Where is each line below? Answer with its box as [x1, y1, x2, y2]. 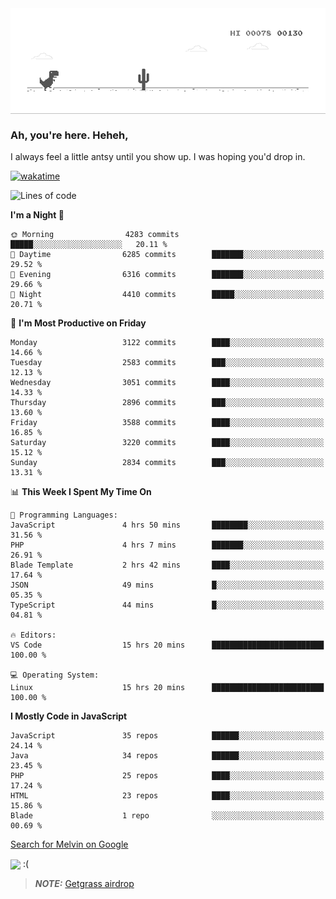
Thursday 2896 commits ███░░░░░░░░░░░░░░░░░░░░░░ [10, 398, 325, 408]
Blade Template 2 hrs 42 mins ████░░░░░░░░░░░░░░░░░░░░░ [10, 560, 325, 571]
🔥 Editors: [10, 630, 57, 641]
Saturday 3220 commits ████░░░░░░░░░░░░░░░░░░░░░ [10, 438, 325, 448]
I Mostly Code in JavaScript [10, 710, 128, 722]
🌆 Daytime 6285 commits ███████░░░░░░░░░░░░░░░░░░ [10, 250, 325, 260]
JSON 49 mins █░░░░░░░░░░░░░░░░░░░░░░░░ [10, 580, 325, 591]
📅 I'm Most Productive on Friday [10, 317, 147, 329]
